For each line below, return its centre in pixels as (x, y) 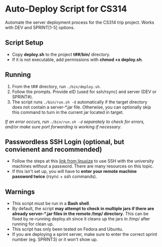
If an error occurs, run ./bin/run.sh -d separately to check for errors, (75, 122)
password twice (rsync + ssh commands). (55, 177)
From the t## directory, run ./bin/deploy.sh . (56, 86)
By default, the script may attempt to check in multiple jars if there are (83, 209)
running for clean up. (33, 224)
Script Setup (24, 43)
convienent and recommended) (54, 149)
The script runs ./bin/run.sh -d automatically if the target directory (80, 102)
